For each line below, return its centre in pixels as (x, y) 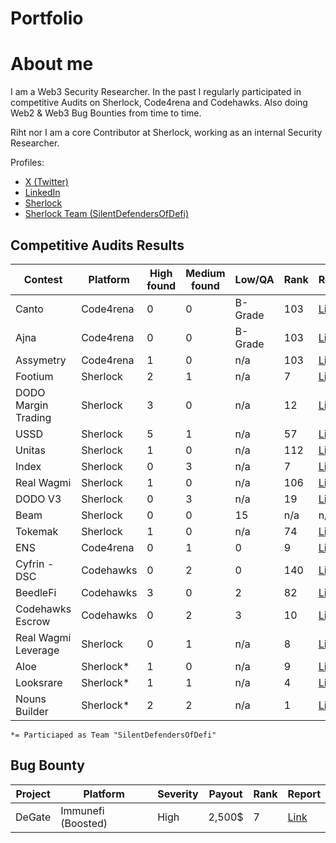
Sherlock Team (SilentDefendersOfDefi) (106, 214)
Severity (178, 794)
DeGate (33, 817)
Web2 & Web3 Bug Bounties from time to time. (106, 113)
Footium (34, 376)
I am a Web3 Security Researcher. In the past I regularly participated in (156, 92)
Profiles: (27, 163)
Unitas (30, 450)
